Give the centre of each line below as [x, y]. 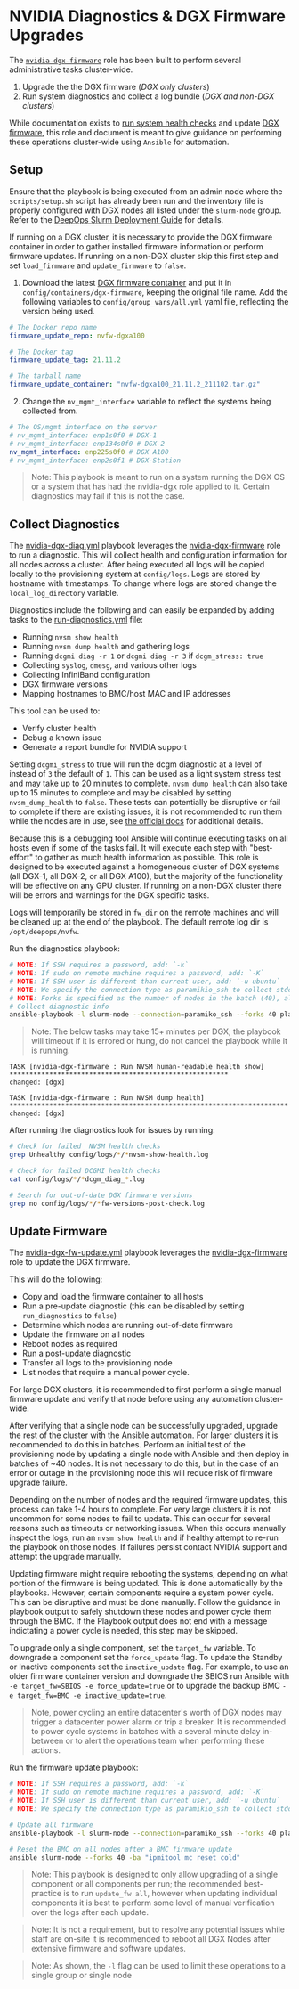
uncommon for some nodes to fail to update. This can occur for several [140, 1519]
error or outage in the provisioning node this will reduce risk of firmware [141, 1473]
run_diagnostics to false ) [69, 1316]
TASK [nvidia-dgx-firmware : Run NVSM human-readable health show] [137, 1067]
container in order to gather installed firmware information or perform [137, 246]
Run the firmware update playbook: [74, 1768]
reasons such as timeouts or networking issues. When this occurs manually [148, 1528]
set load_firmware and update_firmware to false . [98, 265]
